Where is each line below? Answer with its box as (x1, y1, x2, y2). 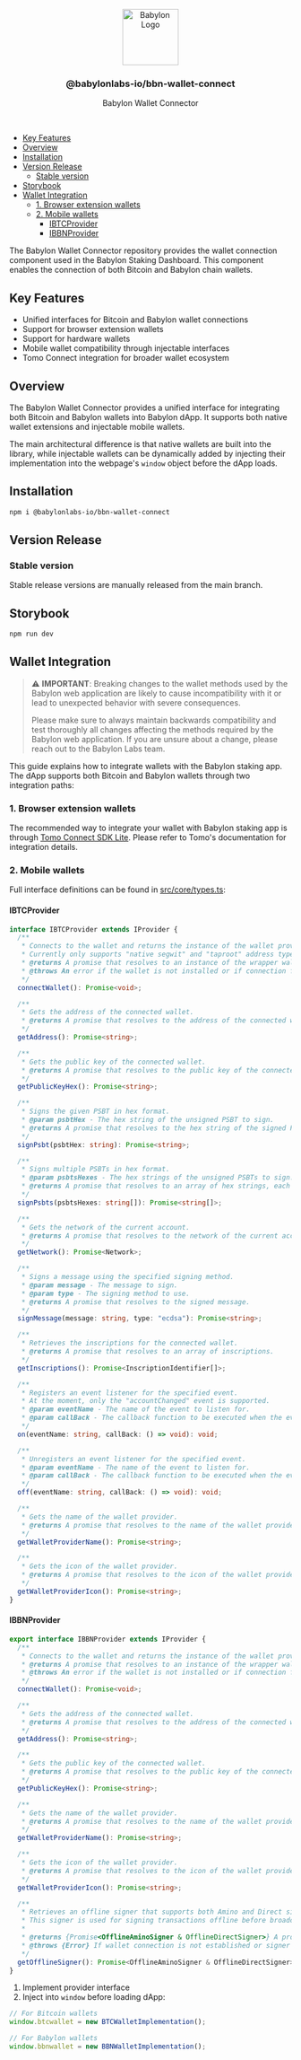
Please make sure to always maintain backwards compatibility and (30, 714, 277, 725)
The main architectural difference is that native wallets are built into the (9, 438, 271, 449)
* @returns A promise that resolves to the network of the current (21, 1231, 279, 1240)
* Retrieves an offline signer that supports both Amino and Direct (21, 1907, 282, 1916)
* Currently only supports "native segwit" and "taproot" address (21, 950, 275, 960)
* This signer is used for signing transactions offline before (21, 1916, 267, 1925)
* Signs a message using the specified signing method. (21, 1273, 235, 1282)
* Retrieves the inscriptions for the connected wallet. (21, 1338, 239, 1348)
